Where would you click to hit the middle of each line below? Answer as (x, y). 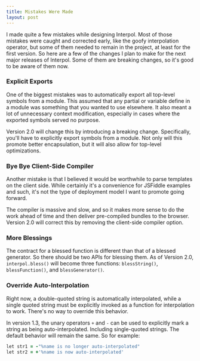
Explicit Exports (30, 81)
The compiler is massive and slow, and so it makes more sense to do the (95, 210)
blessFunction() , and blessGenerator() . (55, 270)
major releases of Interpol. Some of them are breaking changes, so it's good (100, 60)
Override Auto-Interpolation (48, 286)
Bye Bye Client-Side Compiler (50, 166)
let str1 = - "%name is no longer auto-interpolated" (73, 346)
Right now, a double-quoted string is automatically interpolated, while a (94, 298)
